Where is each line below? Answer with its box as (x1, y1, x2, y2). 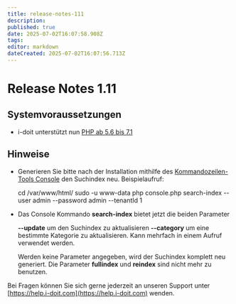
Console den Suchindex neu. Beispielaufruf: (35, 175, 164, 183)
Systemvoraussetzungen (7, 109, 122, 121)
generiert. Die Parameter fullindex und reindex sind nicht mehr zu (17, 260, 212, 268)
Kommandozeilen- (174, 167, 229, 175)
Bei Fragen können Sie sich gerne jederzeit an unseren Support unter (7, 281, 210, 290)
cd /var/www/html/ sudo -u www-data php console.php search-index (17, 188, 222, 197)
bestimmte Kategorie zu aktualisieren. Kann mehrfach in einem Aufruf (17, 231, 222, 239)
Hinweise (7, 148, 50, 161)
